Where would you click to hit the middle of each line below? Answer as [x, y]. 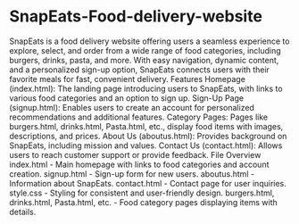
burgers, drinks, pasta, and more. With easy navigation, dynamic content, [144, 60]
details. [23, 212]
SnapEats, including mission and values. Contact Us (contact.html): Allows [146, 145]
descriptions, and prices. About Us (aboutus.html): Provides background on [148, 136]
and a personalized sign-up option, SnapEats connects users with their [140, 70]
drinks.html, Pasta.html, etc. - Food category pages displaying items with [144, 202]
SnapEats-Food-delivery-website [136, 17]
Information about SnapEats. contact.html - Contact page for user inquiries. [148, 183]
